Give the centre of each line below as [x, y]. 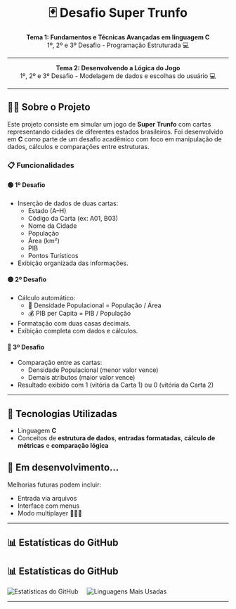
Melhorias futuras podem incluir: [54, 485]
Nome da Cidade [52, 226]
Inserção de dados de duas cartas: [68, 203]
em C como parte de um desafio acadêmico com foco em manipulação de [115, 139]
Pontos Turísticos [53, 255]
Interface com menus [48, 506]
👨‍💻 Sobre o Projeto [49, 107]
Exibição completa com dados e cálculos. [78, 331]
